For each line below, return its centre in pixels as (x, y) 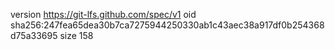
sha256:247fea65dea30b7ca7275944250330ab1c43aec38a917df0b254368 (167, 25)
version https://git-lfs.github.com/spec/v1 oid (103, 14)
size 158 (76, 35)
